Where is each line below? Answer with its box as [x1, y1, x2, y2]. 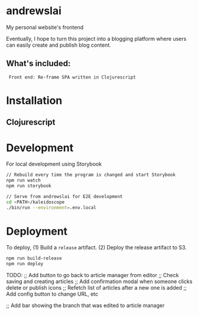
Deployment [6, 225, 68, 238]
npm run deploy [6, 261, 44, 267]
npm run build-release [6, 255, 62, 261]
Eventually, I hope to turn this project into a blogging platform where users [6, 35, 187, 42]
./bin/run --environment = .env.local [6, 204, 96, 210]
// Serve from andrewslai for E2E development [6, 193, 123, 199]
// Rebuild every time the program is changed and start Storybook [6, 172, 176, 178]
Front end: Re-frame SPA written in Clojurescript [8, 74, 136, 80]
